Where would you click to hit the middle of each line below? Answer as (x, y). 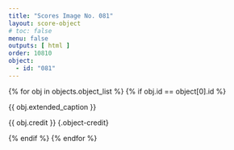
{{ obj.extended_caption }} (52, 106)
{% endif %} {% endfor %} (53, 138)
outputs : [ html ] (39, 46)
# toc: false (30, 31)
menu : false (28, 38)
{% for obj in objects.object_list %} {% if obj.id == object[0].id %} (117, 91)
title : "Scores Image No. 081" (61, 16)
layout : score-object (45, 23)
